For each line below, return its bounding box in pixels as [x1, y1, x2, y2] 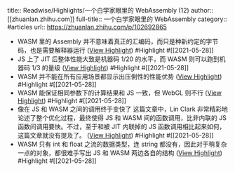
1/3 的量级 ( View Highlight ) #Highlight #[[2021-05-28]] [31, 64, 189, 72]
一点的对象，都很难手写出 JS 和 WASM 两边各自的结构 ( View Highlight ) [17, 149, 223, 157]
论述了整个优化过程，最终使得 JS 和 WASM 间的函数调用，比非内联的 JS [17, 114, 227, 121]
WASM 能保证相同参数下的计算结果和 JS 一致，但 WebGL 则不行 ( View [17, 88, 222, 97]
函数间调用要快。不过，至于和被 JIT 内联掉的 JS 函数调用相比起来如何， [17, 122, 226, 131]
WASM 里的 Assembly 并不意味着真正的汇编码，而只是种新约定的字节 [17, 37, 219, 46]
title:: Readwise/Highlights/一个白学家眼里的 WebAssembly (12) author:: [7, 6, 214, 14]
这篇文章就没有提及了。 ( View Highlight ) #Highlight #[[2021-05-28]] [17, 131, 214, 139]
